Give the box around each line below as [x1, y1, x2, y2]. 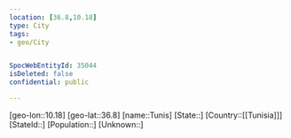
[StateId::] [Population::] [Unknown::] [9, 119, 144, 129]
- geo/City [9, 37, 50, 47]
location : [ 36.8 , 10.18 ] [9, 12, 98, 22]
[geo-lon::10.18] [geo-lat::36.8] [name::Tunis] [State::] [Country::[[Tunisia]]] [9, 110, 283, 120]
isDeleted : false [9, 70, 74, 79]
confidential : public [9, 78, 90, 87]
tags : [9, 29, 29, 38]
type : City [9, 21, 50, 30]
